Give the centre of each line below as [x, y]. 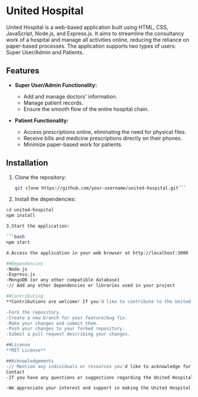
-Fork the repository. [34, 312]
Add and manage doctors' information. [70, 96]
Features [23, 71]
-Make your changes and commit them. [52, 323]
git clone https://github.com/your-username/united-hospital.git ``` [100, 188]
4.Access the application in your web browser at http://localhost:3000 [97, 253]
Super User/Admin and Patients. [45, 52]
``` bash [16, 237]
